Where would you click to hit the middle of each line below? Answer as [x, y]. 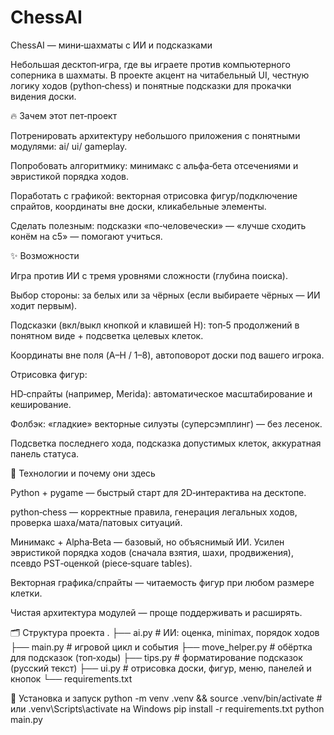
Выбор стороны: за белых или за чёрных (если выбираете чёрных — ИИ [165, 295]
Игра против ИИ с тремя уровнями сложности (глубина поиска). [149, 275]
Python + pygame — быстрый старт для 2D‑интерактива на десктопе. [158, 492]
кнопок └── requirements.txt [71, 678]
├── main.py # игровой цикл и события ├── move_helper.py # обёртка [161, 647]
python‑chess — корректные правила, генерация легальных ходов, [154, 512]
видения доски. [43, 96]
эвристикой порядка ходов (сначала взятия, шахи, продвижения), [152, 552]
